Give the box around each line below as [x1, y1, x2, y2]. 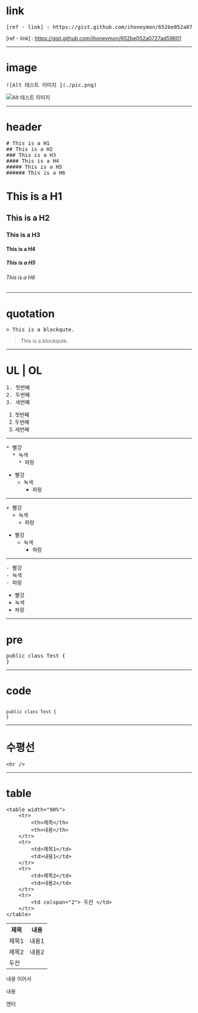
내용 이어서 [6, 975, 32, 982]
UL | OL [6, 364, 42, 377]
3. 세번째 [6, 399, 30, 406]
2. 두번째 [6, 391, 30, 398]
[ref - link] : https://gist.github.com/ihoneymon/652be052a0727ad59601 [6, 34, 181, 42]
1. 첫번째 [6, 384, 30, 391]
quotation [6, 307, 55, 320]
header [6, 120, 42, 134]
